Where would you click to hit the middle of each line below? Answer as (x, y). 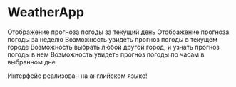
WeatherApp (46, 12)
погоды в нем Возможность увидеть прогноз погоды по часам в (106, 54)
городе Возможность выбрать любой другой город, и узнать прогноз (113, 47)
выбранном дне (31, 62)
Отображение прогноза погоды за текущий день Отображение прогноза (118, 32)
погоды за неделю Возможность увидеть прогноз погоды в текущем (113, 39)
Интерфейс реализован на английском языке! (77, 76)
